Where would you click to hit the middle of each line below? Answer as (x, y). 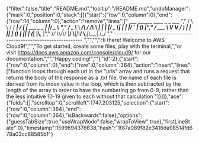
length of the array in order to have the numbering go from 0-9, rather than (97, 90)
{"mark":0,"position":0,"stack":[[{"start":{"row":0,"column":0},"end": (89, 15)
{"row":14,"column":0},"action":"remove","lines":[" (67, 21)
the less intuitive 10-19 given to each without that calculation (80, 96)
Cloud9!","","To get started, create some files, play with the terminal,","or (94, 46)
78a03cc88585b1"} (30, 134)
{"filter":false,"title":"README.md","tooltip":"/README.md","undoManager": (98, 9)
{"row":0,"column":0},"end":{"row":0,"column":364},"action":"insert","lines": (99, 65)
